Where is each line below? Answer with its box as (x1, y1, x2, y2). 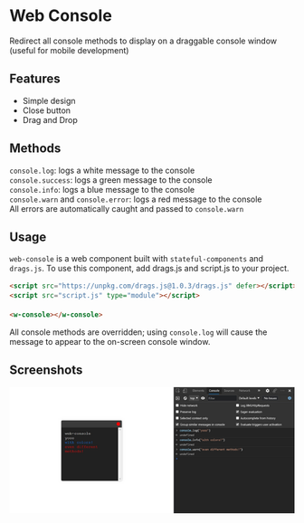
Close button (22, 105, 71, 116)
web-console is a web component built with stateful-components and (9, 253, 264, 264)
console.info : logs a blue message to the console (9, 184, 195, 195)
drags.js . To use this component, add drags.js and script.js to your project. (9, 263, 290, 274)
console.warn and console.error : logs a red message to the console (9, 194, 262, 204)
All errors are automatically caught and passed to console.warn (9, 203, 244, 214)
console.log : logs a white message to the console (9, 165, 195, 176)
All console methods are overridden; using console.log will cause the (9, 327, 268, 338)
